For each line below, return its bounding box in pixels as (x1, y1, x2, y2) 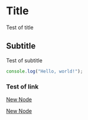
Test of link (6, 82, 39, 90)
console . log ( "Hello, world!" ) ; (6, 68, 83, 74)
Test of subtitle (6, 56, 43, 64)
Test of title (6, 24, 34, 31)
